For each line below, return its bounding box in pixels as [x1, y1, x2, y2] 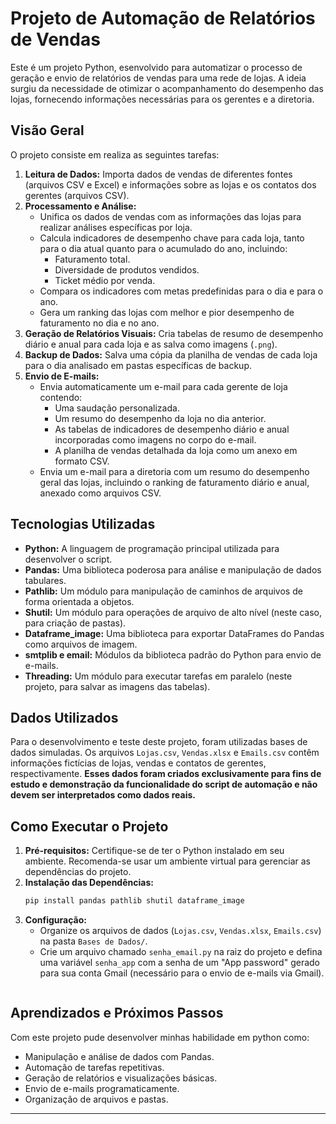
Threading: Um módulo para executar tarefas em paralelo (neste [24, 670, 293, 682]
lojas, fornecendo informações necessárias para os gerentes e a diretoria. [10, 93, 315, 105]
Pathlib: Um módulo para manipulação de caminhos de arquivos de [24, 585, 303, 597]
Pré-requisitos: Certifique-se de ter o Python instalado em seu [24, 845, 285, 857]
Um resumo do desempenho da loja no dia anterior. [54, 412, 267, 424]
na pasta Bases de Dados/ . [39, 935, 148, 947]
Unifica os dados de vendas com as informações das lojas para [39, 210, 302, 222]
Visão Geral [10, 122, 85, 139]
